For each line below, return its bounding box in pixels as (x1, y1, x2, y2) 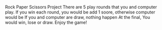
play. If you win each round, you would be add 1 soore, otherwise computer (5, 9, 155, 15)
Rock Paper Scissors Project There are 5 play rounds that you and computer (5, 4, 157, 10)
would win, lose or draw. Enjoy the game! (5, 19, 87, 25)
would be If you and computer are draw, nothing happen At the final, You (5, 15, 150, 20)
